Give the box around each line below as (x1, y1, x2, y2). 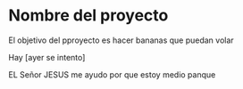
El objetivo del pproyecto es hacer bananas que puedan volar (8, 35, 234, 45)
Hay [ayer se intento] (8, 52, 86, 62)
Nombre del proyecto (8, 5, 169, 26)
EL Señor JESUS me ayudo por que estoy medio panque (8, 69, 216, 80)
